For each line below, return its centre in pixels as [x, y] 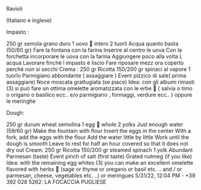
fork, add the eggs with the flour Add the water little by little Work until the [98, 137]
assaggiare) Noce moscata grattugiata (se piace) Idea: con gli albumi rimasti [100, 82]
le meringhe [21, 101]
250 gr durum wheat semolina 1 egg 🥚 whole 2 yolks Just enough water [95, 124]
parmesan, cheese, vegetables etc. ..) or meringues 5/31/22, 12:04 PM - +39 [101, 176]
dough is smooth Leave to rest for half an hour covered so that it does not [97, 143]
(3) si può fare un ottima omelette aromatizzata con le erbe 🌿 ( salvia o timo [100, 88]
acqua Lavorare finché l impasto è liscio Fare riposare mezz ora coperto [95, 63]
